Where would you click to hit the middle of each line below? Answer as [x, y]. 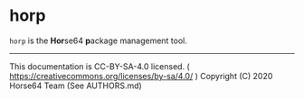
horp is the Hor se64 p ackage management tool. [99, 40]
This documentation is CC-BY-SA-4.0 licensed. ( [100, 66]
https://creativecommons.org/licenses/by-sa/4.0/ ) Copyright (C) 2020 [141, 76]
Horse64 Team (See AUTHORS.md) [76, 85]
